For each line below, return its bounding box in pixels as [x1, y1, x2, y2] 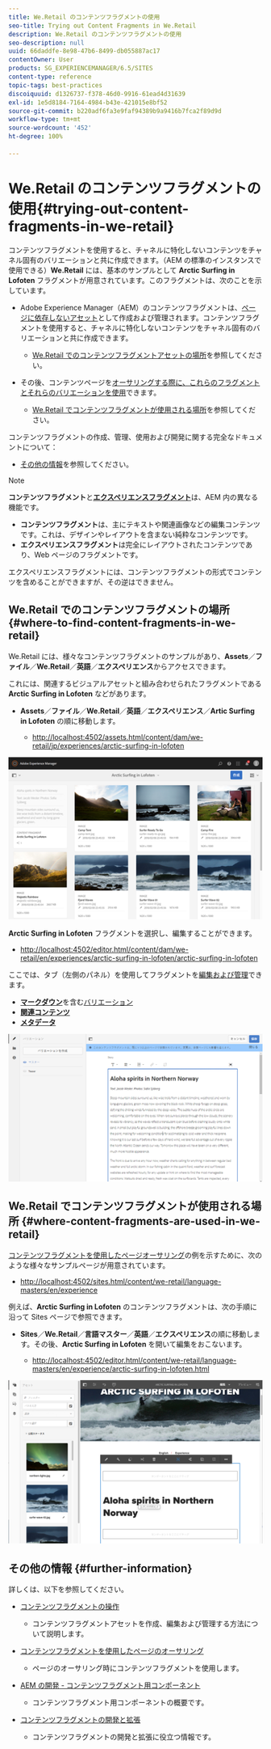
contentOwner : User [8, 56, 74, 64]
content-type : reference [8, 73, 92, 81]
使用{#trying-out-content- [8, 199, 190, 218]
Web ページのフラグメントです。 [34, 550, 143, 560]
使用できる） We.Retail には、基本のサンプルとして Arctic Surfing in [8, 265, 236, 275]
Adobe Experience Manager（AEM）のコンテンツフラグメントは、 [19, 302, 242, 312]
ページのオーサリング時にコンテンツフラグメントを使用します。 [31, 1663, 244, 1673]
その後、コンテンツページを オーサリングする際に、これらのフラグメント [19, 377, 261, 387]
